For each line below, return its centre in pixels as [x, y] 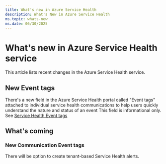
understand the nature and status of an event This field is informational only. [83, 110]
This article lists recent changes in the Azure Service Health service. [75, 72]
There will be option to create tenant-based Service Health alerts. [72, 156]
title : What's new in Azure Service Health [51, 10]
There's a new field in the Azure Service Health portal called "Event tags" [80, 100]
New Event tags [30, 88]
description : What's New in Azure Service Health [58, 14]
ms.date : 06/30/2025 [27, 24]
